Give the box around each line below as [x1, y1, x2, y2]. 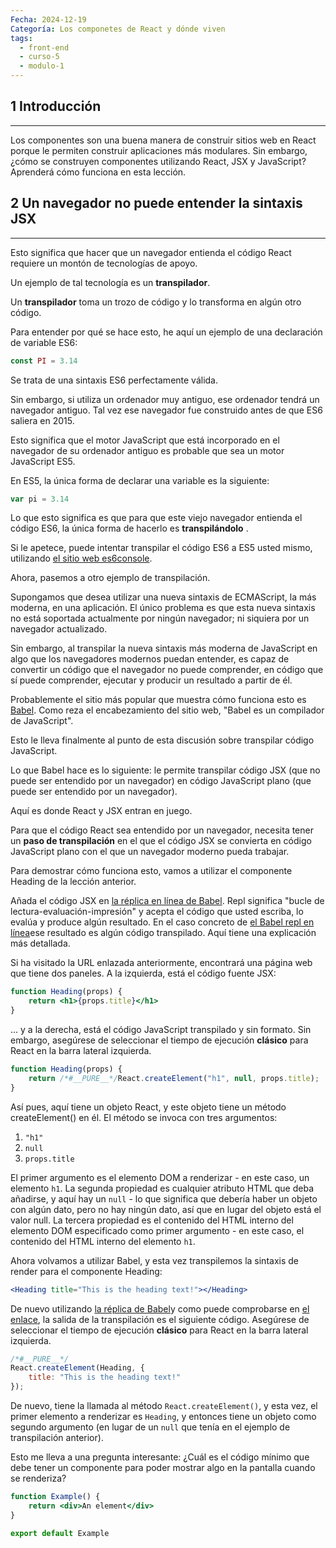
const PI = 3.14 [10, 356, 78, 366]
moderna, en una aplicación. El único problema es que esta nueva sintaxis [10, 602, 316, 614]
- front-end [19, 42, 70, 53]
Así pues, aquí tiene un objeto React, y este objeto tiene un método [10, 1101, 287, 1113]
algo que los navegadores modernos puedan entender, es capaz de [10, 653, 290, 665]
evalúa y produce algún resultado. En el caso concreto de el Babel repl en [10, 916, 315, 928]
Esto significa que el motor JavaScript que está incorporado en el [10, 434, 280, 446]
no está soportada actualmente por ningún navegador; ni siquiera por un [10, 612, 310, 625]
